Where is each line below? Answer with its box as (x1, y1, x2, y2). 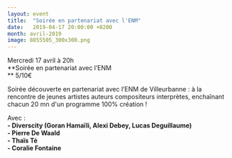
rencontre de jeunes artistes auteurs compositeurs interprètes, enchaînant (7, 93, 225, 101)
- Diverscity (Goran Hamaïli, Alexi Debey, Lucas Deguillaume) (7, 121, 192, 130)
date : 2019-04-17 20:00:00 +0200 (7, 23, 113, 30)
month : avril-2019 (7, 30, 62, 38)
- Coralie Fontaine (7, 144, 62, 152)
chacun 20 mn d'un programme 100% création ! (7, 100, 148, 108)
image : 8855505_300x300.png (7, 37, 91, 44)
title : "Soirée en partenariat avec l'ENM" (7, 17, 141, 24)
